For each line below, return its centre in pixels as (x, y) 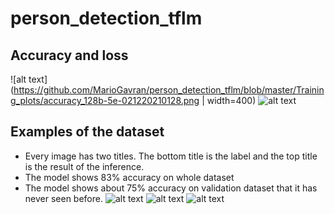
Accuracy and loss (69, 55)
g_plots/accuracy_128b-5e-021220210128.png (105, 100)
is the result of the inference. (84, 166)
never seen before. (63, 198)
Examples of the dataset (87, 132)
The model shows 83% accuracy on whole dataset (129, 177)
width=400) (231, 100)
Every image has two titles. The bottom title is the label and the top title (171, 156)
